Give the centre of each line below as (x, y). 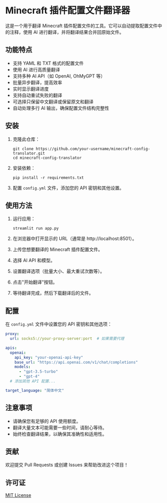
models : (22, 367)
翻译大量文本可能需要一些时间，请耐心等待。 (60, 427)
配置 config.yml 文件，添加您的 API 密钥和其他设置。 (68, 188)
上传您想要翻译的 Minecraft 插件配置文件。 (58, 250)
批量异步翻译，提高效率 (37, 82)
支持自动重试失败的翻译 (37, 95)
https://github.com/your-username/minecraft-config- (93, 149)
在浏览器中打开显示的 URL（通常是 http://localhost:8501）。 (75, 238)
